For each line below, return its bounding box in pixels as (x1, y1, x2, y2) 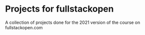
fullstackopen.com (5, 24, 43, 30)
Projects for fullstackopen (5, 3, 114, 15)
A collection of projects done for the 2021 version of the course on (5, 19, 141, 25)
